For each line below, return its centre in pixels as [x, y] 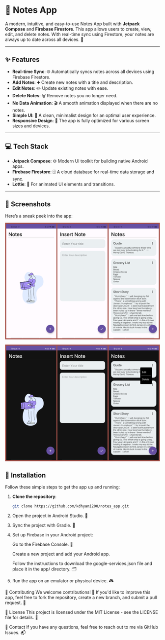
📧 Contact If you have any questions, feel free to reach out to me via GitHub [82, 627]
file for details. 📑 [22, 618]
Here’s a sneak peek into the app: [39, 216]
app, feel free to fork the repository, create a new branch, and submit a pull [81, 598]
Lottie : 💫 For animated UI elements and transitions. [64, 184]
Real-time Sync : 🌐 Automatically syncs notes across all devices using [83, 72]
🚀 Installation [26, 475]
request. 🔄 [15, 603]
